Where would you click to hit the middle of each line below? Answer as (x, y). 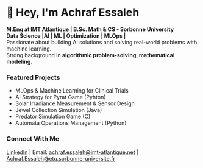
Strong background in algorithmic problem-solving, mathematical (91, 55)
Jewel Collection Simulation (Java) (59, 110)
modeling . (19, 61)
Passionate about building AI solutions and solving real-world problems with (102, 42)
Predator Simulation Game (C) (53, 117)
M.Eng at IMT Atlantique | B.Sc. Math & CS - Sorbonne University (90, 29)
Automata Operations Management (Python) (71, 123)
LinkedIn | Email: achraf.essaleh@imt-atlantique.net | (73, 152)
